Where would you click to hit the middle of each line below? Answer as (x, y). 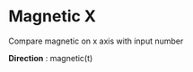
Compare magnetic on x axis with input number (96, 41)
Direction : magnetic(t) (51, 58)
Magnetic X (52, 16)
